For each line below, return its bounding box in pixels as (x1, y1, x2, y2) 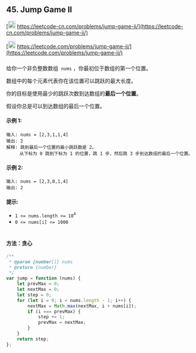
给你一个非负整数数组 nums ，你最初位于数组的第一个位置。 (6, 65, 151, 72)
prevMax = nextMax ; (37, 320, 86, 326)
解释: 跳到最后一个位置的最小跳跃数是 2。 (6, 144, 97, 150)
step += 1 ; (37, 314, 65, 320)
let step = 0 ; (17, 292, 52, 298)
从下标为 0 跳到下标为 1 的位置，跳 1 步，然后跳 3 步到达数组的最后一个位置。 (19, 151, 193, 157)
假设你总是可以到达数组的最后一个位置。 (6, 102, 105, 109)
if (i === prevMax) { (27, 309, 81, 314)
